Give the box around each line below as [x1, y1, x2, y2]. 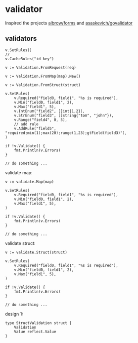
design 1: [5, 311, 24, 317]
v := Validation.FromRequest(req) [5, 65, 77, 70]
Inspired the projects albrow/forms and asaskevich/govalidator [5, 20, 133, 26]
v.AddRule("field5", [14, 126, 56, 131]
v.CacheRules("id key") [5, 56, 54, 61]
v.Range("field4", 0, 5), [14, 117, 68, 122]
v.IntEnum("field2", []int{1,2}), [14, 109, 85, 114]
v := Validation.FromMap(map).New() [5, 74, 81, 79]
